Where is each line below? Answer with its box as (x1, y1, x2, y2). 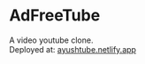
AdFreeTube (9, 5, 101, 26)
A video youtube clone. (9, 35, 94, 45)
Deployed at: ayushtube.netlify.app (9, 44, 137, 54)
